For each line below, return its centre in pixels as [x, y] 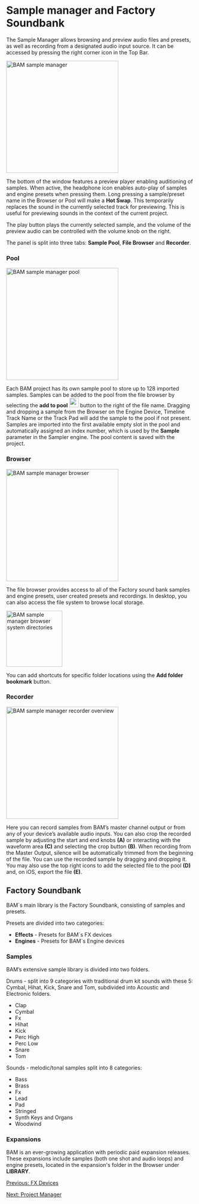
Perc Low [27, 1043]
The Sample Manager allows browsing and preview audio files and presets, [99, 39]
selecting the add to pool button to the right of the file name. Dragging [98, 406]
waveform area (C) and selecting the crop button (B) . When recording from [99, 846]
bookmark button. [29, 681]
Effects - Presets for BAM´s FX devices [63, 934]
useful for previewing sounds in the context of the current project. [87, 213]
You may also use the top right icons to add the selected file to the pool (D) [99, 865]
